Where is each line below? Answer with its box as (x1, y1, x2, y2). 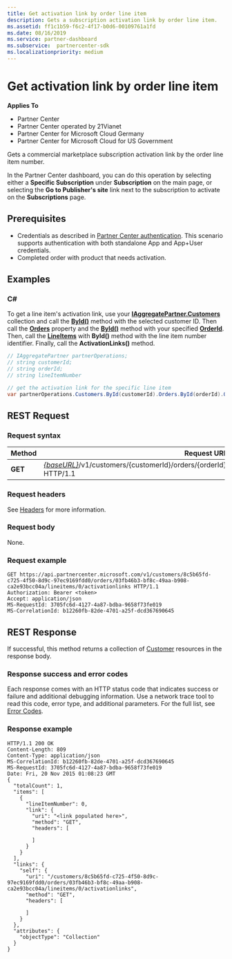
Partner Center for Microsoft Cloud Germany (17, 129, 144, 138)
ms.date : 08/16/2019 (7, 29, 67, 37)
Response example (7, 724, 72, 734)
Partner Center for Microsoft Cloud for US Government (17, 136, 173, 145)
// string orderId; (7, 366, 64, 373)
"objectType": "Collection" (19, 933, 100, 940)
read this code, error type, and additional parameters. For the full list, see (7, 700, 215, 708)
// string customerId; (7, 359, 72, 366)
